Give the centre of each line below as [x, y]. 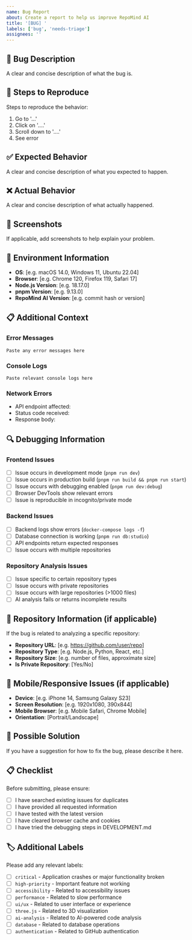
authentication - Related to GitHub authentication [77, 932]
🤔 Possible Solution [43, 736]
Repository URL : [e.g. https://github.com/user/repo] [79, 645]
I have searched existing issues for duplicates [72, 800]
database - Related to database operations [67, 925]
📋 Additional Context [47, 318]
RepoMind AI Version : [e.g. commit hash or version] [80, 298]
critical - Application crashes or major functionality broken [90, 876]
